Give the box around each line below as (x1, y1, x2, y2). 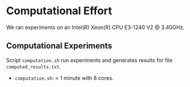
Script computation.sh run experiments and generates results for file (6, 56, 173, 63)
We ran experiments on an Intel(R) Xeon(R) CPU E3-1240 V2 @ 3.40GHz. (6, 24, 185, 31)
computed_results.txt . (6, 63, 61, 70)
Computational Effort (6, 4, 112, 18)
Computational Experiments (6, 41, 113, 51)
